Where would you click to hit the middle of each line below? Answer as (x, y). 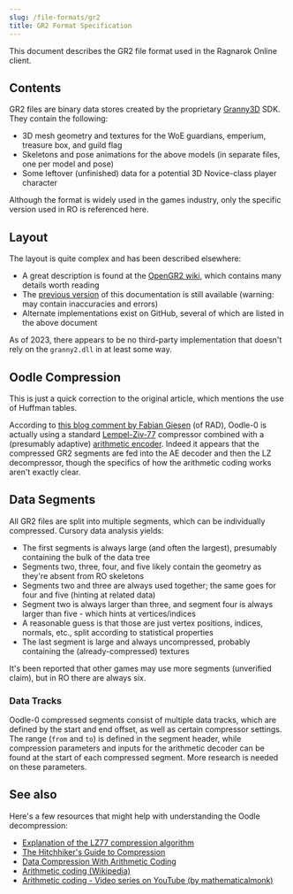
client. (20, 60)
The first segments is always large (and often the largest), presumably (149, 547)
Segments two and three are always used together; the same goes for (149, 585)
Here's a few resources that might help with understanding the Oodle (135, 816)
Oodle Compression (65, 377)
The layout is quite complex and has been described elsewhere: (125, 258)
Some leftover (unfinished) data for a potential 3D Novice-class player (149, 173)
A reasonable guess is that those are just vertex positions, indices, (142, 623)
